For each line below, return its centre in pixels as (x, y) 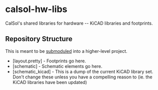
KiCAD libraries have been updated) (50, 82)
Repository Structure (39, 39)
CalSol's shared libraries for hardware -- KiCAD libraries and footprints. (79, 23)
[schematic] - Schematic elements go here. (57, 66)
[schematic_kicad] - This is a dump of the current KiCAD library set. (83, 71)
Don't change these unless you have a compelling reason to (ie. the (82, 77)
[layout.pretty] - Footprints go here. (49, 61)
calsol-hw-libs (36, 9)
